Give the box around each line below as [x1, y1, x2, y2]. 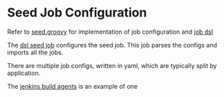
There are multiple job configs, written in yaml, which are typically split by [7, 61, 217, 69]
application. [7, 69, 41, 77]
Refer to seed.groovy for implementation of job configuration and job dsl [7, 28, 213, 36]
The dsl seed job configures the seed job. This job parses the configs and [7, 41, 218, 49]
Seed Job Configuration [7, 5, 147, 21]
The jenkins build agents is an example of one [7, 82, 138, 90]
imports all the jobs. [7, 48, 64, 56]
